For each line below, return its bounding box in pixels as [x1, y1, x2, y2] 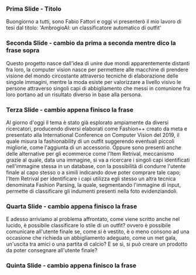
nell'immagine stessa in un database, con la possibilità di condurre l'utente [6, 162, 186, 169]
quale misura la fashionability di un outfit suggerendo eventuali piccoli [6, 137, 174, 145]
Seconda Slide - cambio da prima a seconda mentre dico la [6, 39, 177, 47]
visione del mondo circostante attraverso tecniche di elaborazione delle [6, 72, 178, 79]
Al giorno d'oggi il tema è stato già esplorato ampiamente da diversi [6, 119, 169, 126]
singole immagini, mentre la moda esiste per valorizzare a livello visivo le [6, 78, 181, 85]
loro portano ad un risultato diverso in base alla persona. [6, 90, 142, 98]
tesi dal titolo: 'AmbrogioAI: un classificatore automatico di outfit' [6, 24, 161, 31]
